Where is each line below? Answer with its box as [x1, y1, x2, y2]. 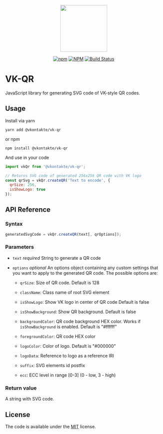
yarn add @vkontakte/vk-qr [5, 127, 61, 132]
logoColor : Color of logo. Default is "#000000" [19, 343, 116, 349]
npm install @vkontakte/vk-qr [5, 145, 68, 151]
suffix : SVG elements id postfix [19, 362, 85, 368]
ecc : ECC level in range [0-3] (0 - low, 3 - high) [19, 372, 116, 378]
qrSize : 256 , [9, 182, 37, 187]
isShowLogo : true [9, 187, 46, 192]
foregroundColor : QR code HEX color [19, 333, 96, 339]
